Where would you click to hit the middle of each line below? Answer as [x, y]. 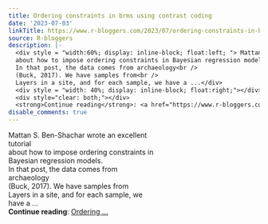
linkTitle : [26, 30]
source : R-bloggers [41, 38]
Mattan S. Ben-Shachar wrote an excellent [78, 135]
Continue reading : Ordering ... [58, 212]
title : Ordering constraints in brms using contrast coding [110, 16]
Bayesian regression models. [56, 160]
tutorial [20, 144]
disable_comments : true [48, 113]
